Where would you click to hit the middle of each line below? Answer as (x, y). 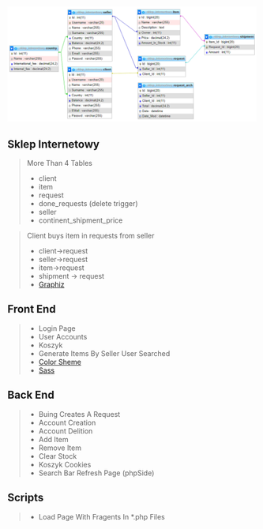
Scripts (26, 498)
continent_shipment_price (81, 220)
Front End (32, 309)
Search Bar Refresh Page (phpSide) (96, 473)
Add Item (53, 439)
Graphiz (51, 285)
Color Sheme (60, 362)
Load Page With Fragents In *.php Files (101, 516)
